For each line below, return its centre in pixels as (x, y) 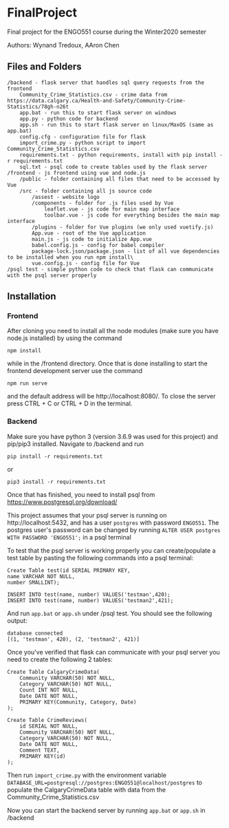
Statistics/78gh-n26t (38, 107)
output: (17, 620)
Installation (32, 296)
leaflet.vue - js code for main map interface (112, 209)
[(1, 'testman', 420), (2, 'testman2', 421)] (73, 639)
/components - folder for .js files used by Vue (103, 203)
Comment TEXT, (40, 750)
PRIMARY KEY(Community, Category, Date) (78, 702)
